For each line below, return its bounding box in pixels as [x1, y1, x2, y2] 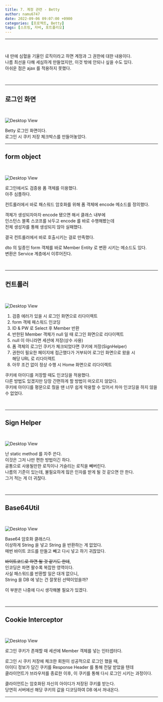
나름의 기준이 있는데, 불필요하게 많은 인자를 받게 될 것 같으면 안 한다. [5, 469, 134, 475]
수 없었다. [5, 390, 23, 396]
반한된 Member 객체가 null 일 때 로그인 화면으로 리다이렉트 [12, 331, 124, 337]
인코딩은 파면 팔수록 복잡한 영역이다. [5, 565, 74, 571]
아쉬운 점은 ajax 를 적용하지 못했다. [5, 65, 71, 71]
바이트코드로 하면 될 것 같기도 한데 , [5, 558, 71, 564]
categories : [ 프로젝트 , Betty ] [5, 20, 65, 26]
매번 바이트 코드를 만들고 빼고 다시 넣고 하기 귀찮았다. [5, 548, 106, 554]
